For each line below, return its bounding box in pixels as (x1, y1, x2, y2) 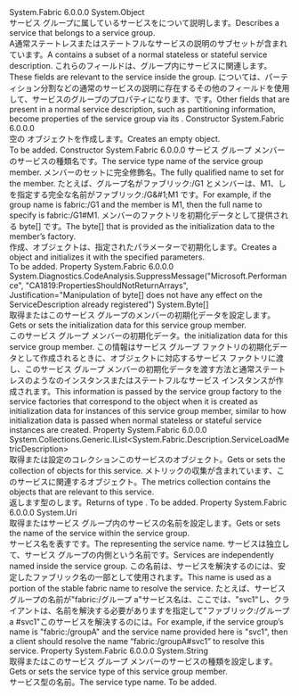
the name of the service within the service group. (9, 528, 190, 538)
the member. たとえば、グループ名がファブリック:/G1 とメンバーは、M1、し (9, 178, 287, 188)
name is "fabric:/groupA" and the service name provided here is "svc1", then (9, 626, 288, 637)
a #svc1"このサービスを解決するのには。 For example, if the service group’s (9, 617, 284, 626)
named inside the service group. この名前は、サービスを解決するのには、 (9, 560, 279, 571)
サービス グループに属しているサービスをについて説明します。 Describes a (9, 18, 280, 28)
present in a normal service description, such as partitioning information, (9, 104, 276, 114)
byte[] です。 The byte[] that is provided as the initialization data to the (19, 221, 276, 231)
